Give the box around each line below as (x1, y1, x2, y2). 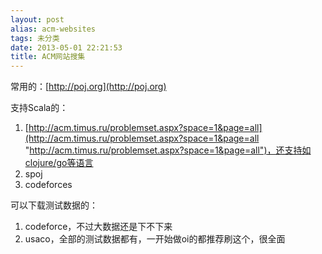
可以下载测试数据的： (10, 199, 98, 211)
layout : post (10, 14, 65, 25)
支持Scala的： (10, 102, 69, 114)
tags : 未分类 (10, 33, 60, 43)
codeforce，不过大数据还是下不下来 (24, 221, 173, 233)
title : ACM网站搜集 (10, 52, 86, 62)
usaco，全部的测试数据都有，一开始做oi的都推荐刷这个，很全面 (24, 233, 286, 245)
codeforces (24, 179, 73, 191)
